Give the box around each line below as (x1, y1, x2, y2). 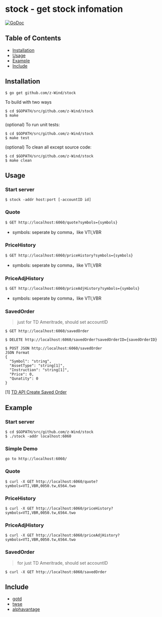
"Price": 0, (9, 372, 34, 377)
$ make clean (5, 158, 32, 163)
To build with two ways (5, 99, 52, 105)
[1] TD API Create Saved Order (5, 389, 67, 395)
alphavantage (12, 606, 40, 613)
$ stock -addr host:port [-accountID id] (5, 197, 92, 202)
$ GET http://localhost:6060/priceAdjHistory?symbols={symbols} (5, 286, 140, 291)
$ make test (5, 135, 30, 140)
